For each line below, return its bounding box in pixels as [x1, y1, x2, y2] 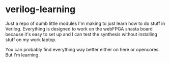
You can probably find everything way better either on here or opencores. [5, 46, 160, 52]
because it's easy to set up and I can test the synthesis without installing [5, 31, 158, 37]
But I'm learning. [5, 52, 40, 58]
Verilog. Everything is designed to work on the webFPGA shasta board [5, 25, 153, 31]
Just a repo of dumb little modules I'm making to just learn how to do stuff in [5, 20, 165, 26]
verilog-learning [5, 4, 76, 15]
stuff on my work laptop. [5, 37, 57, 43]
